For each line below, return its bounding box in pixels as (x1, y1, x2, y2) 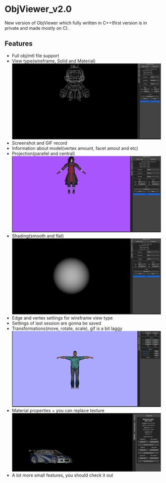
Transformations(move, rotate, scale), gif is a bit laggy (11, 325, 122, 331)
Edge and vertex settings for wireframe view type (11, 315, 113, 321)
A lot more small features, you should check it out (11, 472, 113, 479)
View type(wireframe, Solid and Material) (11, 58, 96, 64)
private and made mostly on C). (4, 25, 69, 31)
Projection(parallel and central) (11, 151, 75, 157)
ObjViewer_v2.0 (4, 3, 72, 15)
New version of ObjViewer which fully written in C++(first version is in (4, 20, 147, 26)
